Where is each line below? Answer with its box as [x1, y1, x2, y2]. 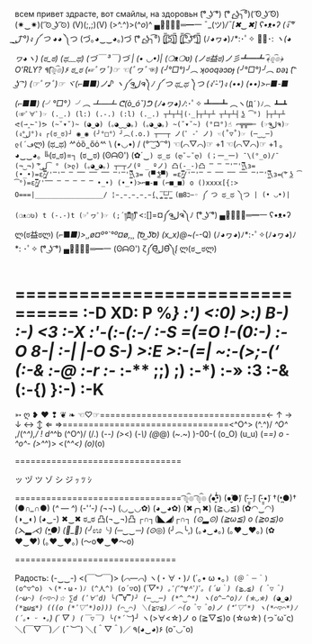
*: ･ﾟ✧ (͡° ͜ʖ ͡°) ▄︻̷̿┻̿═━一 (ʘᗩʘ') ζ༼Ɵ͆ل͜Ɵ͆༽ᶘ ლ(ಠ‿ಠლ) [14, 243, 218, 254]
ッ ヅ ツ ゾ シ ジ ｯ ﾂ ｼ [14, 474, 93, 485]
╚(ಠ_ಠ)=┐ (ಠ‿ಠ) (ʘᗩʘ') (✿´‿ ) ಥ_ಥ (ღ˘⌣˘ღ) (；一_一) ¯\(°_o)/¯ [42, 150, 280, 160]
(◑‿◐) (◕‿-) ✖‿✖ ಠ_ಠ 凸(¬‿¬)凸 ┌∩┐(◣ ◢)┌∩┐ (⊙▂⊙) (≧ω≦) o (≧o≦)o [14, 513, 284, 524]
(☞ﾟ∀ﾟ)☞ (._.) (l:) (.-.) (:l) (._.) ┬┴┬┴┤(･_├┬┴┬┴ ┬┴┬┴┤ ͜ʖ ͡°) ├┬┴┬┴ [14, 110, 286, 119]
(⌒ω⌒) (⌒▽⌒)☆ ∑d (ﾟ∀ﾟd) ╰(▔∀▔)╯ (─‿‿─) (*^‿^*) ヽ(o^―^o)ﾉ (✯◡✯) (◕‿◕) [14, 594, 293, 603]
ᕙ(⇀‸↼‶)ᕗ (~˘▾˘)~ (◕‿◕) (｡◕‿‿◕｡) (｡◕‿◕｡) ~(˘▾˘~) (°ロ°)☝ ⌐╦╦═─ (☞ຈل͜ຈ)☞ [14, 120, 290, 129]
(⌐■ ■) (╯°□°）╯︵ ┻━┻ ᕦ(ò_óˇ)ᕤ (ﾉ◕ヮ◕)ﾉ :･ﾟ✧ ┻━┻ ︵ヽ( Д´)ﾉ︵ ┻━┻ [14, 98, 287, 108]
